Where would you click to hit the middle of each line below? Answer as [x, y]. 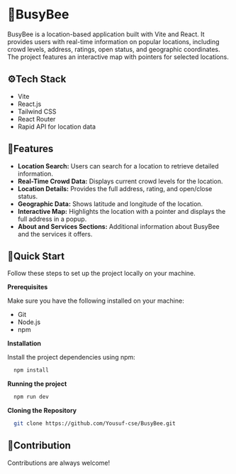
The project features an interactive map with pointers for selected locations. [118, 57]
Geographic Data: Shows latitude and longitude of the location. [110, 204]
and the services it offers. [55, 234]
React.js [29, 104]
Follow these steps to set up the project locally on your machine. [102, 274]
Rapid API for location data [57, 126]
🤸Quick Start [36, 256]
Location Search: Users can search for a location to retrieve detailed [118, 166]
